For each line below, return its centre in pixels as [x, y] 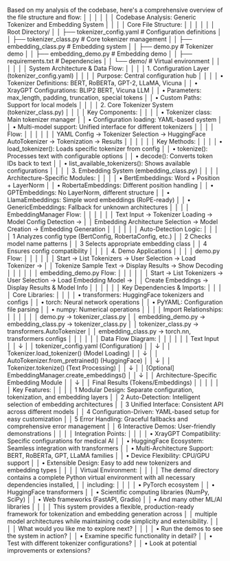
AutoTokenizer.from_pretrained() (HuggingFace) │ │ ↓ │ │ [89, 361]
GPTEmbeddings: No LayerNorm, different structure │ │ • [89, 192]
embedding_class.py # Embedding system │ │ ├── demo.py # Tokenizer [110, 46]
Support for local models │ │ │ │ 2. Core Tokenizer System [90, 105]
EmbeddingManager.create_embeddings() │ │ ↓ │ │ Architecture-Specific [112, 375]
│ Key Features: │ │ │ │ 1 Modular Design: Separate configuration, [101, 390]
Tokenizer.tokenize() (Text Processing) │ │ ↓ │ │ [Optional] [91, 368]
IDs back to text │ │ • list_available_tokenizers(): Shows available [99, 163]
